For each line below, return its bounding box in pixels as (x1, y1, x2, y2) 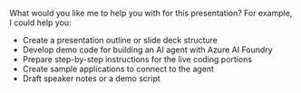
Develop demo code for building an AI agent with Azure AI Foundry (22, 44, 274, 55)
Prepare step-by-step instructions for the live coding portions (22, 54, 252, 64)
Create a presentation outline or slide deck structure (22, 35, 218, 45)
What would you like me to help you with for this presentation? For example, (9, 8, 293, 18)
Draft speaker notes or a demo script (22, 73, 160, 84)
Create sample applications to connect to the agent (22, 63, 215, 74)
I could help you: (9, 17, 72, 28)
